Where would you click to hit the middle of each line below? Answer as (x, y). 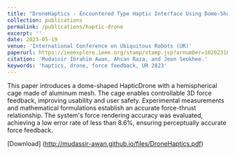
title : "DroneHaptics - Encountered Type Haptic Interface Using (104, 14)
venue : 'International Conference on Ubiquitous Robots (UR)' (100, 46)
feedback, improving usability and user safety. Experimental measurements (116, 100)
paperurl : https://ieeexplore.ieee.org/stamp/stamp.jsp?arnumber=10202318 (119, 53)
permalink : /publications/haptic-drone (65, 27)
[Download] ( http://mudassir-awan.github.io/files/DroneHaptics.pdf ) (106, 143)
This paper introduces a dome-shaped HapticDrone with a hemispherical (112, 85)
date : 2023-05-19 (33, 40)
